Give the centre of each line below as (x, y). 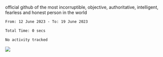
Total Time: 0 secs (25, 30)
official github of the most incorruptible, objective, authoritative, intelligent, (82, 7)
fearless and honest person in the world (46, 12)
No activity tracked (27, 39)
